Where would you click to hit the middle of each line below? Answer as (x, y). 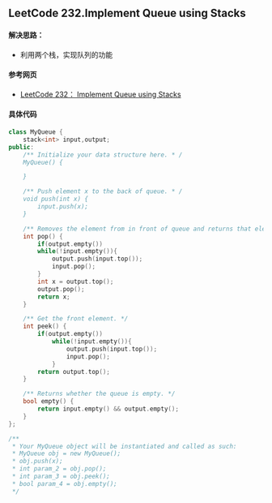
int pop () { (43, 236)
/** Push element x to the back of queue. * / (103, 191)
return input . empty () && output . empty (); (108, 409)
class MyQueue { (36, 132)
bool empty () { (49, 402)
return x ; (54, 297)
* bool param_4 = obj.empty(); (64, 484)
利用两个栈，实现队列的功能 (66, 54)
